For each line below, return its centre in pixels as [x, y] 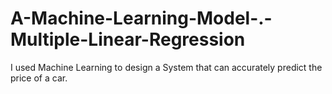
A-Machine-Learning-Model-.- [141, 18]
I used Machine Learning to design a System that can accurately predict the [166, 67]
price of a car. [39, 78]
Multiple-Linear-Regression [128, 39]
